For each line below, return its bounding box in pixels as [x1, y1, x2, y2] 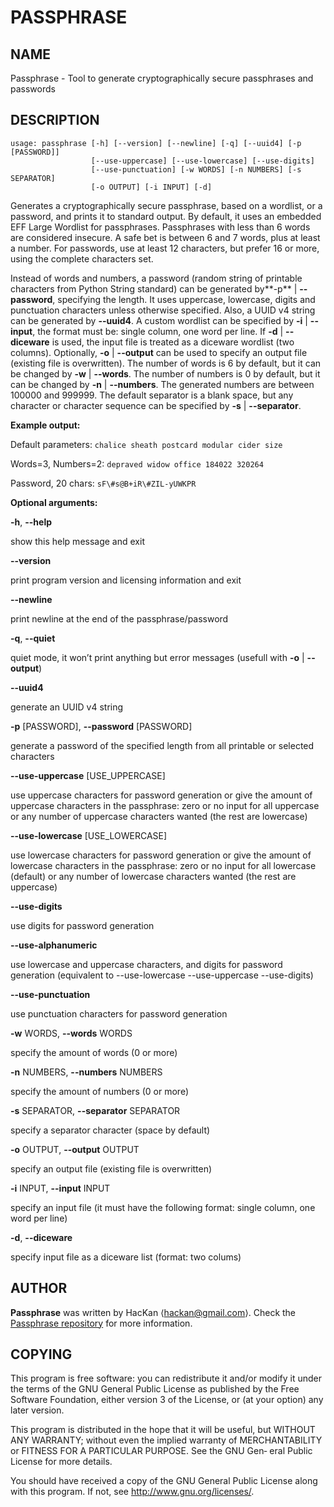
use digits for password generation [10, 919, 155, 931]
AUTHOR [10, 1280, 68, 1297]
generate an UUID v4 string [10, 701, 124, 713]
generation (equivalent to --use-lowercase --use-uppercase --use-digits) [10, 969, 314, 981]
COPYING [10, 1346, 73, 1363]
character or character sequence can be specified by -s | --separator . [10, 399, 302, 411]
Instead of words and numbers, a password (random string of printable [10, 272, 303, 284]
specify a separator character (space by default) [10, 1124, 211, 1136]
